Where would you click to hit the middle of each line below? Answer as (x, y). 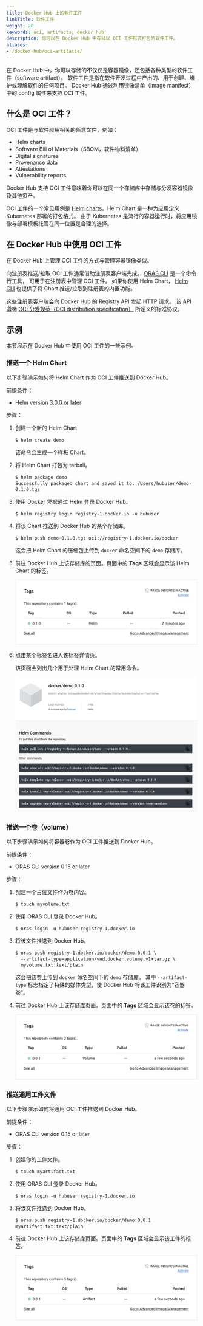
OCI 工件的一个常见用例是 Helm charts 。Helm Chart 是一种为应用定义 (93, 208)
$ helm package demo (41, 477)
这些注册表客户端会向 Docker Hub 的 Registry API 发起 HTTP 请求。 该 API (99, 301)
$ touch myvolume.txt (42, 905)
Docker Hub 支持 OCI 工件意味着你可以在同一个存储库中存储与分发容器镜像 (100, 188)
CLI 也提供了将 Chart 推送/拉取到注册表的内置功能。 (71, 288)
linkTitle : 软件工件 (30, 19)
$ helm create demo (40, 440)
